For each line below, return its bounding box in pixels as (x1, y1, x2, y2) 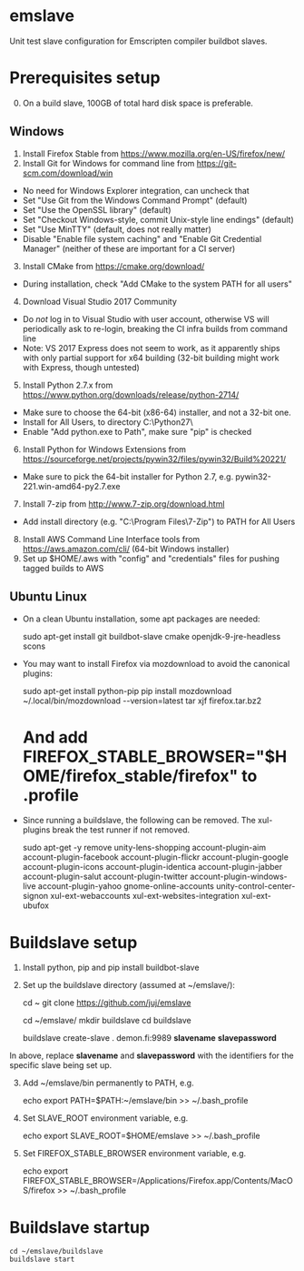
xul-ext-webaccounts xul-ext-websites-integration (50, 891, 240, 902)
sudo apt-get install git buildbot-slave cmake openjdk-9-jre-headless (22, 630, 281, 641)
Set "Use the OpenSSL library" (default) (22, 204, 172, 215)
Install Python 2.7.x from (22, 379, 113, 390)
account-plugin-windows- (190, 871, 288, 883)
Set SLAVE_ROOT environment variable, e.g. (22, 1113, 189, 1124)
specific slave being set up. (9, 1060, 113, 1071)
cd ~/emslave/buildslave (9, 1247, 103, 1256)
